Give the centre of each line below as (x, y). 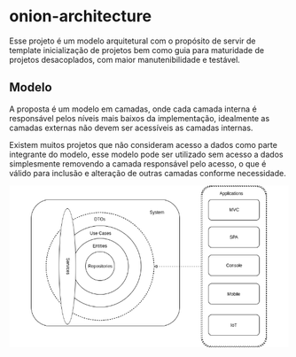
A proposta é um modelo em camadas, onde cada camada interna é (133, 109)
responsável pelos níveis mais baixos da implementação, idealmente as (140, 118)
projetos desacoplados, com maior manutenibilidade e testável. (125, 59)
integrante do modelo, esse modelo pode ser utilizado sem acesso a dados (146, 154)
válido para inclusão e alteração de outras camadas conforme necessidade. (148, 173)
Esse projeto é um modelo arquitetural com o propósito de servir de (132, 41)
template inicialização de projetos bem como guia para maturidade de (136, 50)
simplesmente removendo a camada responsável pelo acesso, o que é (138, 163)
